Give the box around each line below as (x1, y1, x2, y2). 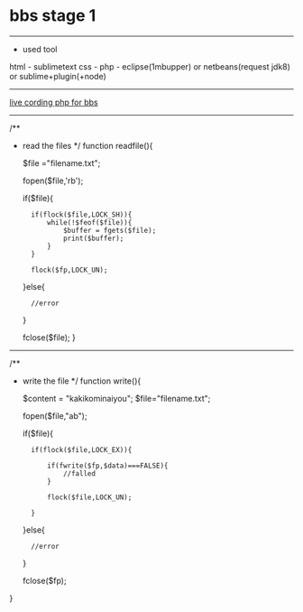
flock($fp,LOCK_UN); (31, 265, 108, 274)
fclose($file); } (22, 331, 77, 343)
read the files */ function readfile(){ (22, 140, 153, 151)
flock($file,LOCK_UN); (46, 493, 133, 502)
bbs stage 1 (9, 5, 96, 26)
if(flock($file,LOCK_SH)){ (31, 209, 133, 219)
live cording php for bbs (9, 97, 98, 107)
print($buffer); (62, 234, 124, 243)
